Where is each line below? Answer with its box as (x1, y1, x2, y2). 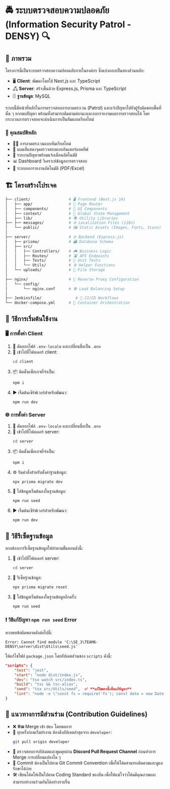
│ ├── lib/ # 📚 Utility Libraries (5, 216, 118, 221)
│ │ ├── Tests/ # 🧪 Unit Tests (5, 258, 101, 263)
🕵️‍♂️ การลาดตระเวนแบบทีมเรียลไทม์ (12, 141, 71, 147)
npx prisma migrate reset (12, 585, 67, 590)
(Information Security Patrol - (5, 19, 132, 30)
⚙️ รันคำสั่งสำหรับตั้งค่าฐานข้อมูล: (12, 469, 67, 475)
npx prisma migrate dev (12, 479, 63, 484)
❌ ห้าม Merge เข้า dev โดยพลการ (12, 723, 72, 729)
